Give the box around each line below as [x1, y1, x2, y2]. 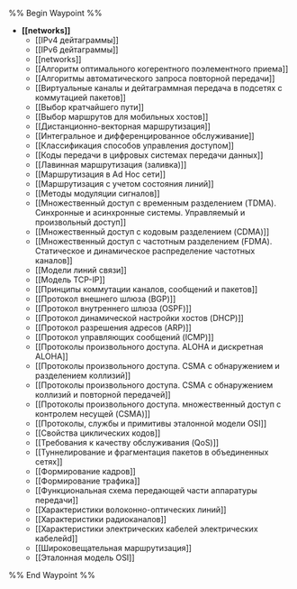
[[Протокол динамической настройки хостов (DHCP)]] [34, 313, 244, 323]
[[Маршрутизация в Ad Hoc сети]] [34, 169, 166, 179]
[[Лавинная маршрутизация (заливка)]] [34, 160, 187, 170]
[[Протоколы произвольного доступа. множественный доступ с [34, 399, 282, 410]
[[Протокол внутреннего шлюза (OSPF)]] [34, 303, 193, 314]
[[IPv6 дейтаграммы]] [34, 44, 119, 55]
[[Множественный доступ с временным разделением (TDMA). [34, 198, 276, 208]
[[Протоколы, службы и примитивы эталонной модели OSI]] [34, 419, 267, 428]
